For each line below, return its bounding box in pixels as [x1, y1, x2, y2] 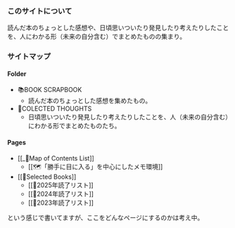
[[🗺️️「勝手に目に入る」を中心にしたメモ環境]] [27, 162, 163, 170]
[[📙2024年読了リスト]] [27, 189, 94, 198]
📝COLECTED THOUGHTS [17, 104, 92, 113]
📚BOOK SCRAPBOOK [17, 86, 82, 94]
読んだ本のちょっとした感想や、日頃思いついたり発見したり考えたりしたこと [7, 23, 229, 32]
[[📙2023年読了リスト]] [27, 198, 94, 207]
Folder [7, 69, 27, 78]
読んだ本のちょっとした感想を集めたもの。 [27, 96, 152, 105]
